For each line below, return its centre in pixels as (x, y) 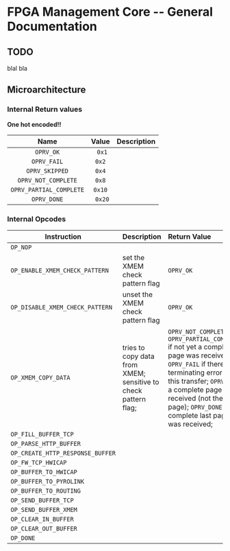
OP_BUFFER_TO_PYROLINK (47, 481)
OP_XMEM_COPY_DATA (40, 377)
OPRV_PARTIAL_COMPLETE (47, 190)
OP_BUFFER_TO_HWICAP (44, 472)
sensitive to (141, 382)
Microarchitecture (47, 90)
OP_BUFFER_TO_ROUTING (46, 491)
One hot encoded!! (34, 124)
